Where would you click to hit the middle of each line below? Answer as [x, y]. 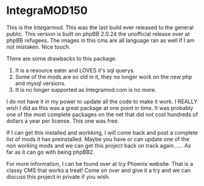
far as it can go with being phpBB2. [51, 152]
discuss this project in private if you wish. [58, 176]
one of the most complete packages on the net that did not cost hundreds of [102, 114]
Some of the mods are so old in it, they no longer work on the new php [104, 77]
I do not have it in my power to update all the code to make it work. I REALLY [102, 102]
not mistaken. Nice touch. [38, 47]
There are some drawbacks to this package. [62, 58]
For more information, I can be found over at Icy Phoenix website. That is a [100, 164]
